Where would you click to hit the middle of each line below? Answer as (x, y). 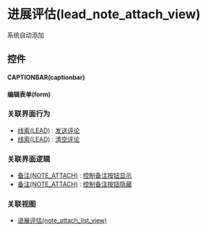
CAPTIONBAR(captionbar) (46, 77)
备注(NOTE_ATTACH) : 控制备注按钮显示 (75, 176)
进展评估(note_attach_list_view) (62, 221)
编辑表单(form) (29, 94)
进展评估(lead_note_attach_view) (104, 14)
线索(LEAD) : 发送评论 (48, 131)
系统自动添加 (25, 35)
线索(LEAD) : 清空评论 (48, 139)
